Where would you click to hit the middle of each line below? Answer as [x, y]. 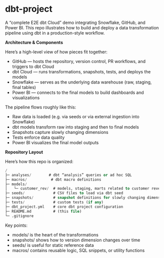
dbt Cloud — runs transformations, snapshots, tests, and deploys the [81, 71]
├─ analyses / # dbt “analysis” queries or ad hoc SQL [69, 175]
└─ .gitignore [20, 216]
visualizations [26, 97]
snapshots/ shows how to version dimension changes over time [76, 240]
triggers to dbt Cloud [33, 66]
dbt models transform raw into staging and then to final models [75, 127]
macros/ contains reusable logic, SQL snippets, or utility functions [78, 250]
